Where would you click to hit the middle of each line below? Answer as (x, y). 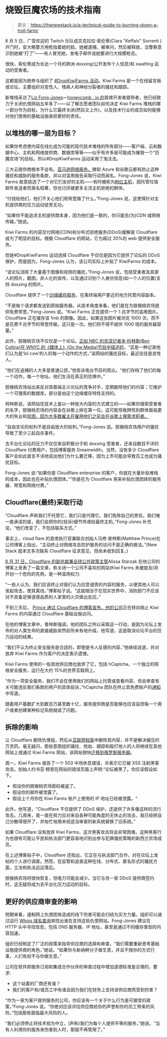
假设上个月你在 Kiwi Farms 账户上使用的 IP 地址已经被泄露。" (75, 799)
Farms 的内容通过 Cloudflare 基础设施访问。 (50, 614)
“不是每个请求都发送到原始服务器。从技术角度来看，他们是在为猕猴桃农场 (80, 305)
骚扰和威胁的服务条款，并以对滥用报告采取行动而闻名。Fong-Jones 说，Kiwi (83, 175)
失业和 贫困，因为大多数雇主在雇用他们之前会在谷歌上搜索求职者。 (81, 416)
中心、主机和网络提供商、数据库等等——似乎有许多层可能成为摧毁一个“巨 (84, 152)
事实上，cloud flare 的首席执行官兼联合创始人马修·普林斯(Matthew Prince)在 (83, 538)
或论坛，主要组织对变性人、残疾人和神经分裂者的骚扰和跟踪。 (68, 87)
